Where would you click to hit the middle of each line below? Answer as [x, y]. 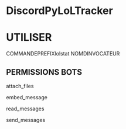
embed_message [27, 97]
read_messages [25, 109]
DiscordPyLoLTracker [59, 11]
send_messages [26, 120]
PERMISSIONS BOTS [44, 72]
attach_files [20, 86]
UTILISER [29, 38]
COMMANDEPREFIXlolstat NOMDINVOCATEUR [63, 54]
